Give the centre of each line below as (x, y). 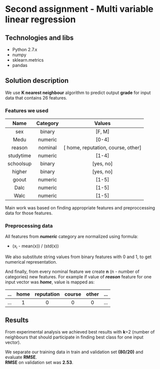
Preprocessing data (29, 226)
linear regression (40, 19)
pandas (20, 65)
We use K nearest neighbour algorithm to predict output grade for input (78, 93)
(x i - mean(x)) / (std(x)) (35, 247)
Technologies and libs (39, 38)
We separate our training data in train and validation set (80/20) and (74, 352)
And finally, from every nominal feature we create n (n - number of (72, 271)
